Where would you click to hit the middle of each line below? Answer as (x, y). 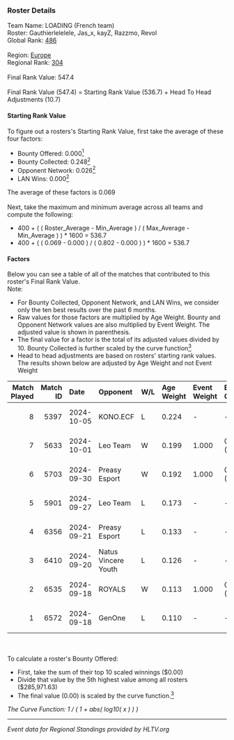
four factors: (25, 139)
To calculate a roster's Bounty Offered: (63, 658)
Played (22, 396)
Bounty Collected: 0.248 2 (54, 161)
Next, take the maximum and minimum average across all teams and (105, 207)
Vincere (111, 560)
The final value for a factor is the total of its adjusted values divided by (118, 339)
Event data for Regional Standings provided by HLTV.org (88, 729)
